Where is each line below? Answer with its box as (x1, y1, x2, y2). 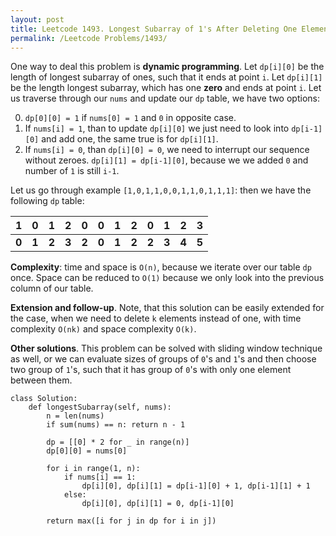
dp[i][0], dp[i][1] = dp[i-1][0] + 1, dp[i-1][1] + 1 (81, 481, 311, 491)
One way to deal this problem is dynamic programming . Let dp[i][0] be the (10, 61, 325, 73)
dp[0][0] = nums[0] (46, 446, 128, 456)
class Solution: (10, 394, 78, 404)
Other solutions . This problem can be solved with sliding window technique (10, 342, 323, 355)
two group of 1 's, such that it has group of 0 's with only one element (10, 364, 292, 376)
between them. (10, 374, 73, 386)
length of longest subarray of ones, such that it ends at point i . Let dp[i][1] (10, 71, 323, 83)
